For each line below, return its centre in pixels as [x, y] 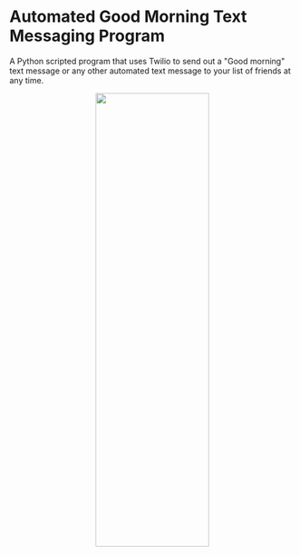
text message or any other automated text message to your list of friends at [150, 71]
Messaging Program [87, 36]
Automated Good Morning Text [128, 17]
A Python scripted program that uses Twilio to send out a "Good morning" [147, 61]
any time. [27, 80]
